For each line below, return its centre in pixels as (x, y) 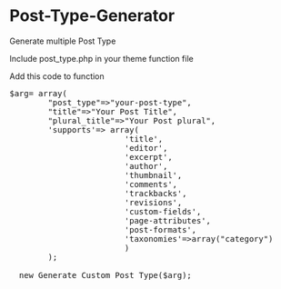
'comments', (151, 184)
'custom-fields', (163, 211)
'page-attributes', (168, 220)
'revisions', (153, 202)
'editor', (146, 148)
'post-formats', (161, 229)
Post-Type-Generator (92, 16)
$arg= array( (39, 93)
